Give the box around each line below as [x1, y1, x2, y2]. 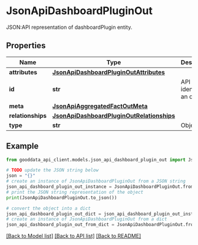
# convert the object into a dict [6, 205, 91, 211]
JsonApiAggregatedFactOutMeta [52, 102, 148, 110]
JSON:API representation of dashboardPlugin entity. [6, 24, 133, 31]
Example [6, 141, 39, 151]
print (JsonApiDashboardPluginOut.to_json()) [6, 194, 117, 201]
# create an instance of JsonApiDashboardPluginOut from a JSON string [6, 178, 186, 184]
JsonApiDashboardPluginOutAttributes [52, 68, 165, 76]
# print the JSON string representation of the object [6, 189, 144, 195]
